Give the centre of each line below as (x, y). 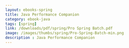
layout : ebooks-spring (29, 10)
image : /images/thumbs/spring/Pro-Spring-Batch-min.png (64, 33)
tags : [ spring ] (21, 24)
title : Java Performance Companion (42, 14)
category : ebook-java (28, 19)
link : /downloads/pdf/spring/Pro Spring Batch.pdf (59, 28)
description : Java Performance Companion (50, 38)
